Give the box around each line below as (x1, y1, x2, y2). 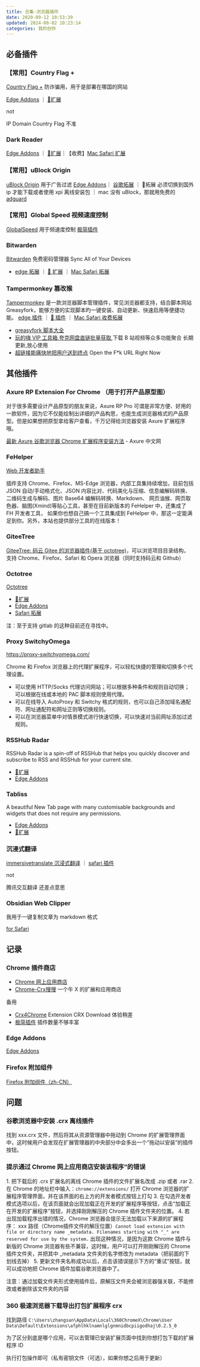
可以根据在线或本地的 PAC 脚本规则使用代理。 (14, 691, 127, 698)
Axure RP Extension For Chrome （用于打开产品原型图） (6, 388, 169, 396)
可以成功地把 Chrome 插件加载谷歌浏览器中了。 (6, 1265, 123, 1272)
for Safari (6, 925, 29, 933)
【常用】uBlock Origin (6, 166, 71, 174)
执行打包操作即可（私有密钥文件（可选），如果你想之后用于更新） (6, 1354, 165, 1362)
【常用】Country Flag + (6, 68, 75, 76)
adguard (6, 195, 27, 202)
